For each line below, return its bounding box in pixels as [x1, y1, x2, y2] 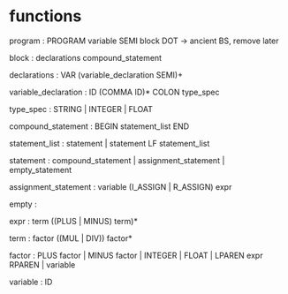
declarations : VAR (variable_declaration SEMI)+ [9, 69, 184, 80]
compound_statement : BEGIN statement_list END [9, 121, 190, 132]
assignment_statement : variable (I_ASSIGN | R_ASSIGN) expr [9, 181, 232, 192]
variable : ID [9, 276, 53, 287]
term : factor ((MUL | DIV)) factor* [9, 232, 133, 244]
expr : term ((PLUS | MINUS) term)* [9, 215, 139, 226]
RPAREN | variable [9, 259, 76, 270]
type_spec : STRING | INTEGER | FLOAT [9, 103, 153, 114]
